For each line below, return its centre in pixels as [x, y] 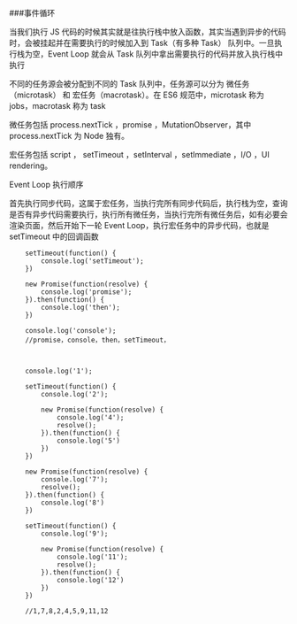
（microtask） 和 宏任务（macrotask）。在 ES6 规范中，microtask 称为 [137, 95]
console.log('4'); [90, 418]
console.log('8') [72, 503]
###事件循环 [32, 13]
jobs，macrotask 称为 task [57, 106]
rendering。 [31, 166]
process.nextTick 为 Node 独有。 [69, 136]
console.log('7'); [75, 480]
